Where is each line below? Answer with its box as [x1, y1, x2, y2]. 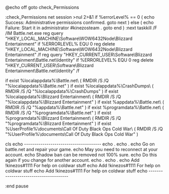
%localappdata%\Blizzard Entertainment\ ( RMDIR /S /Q [5, 93, 121, 100]
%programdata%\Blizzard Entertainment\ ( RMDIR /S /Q [5, 115, 121, 121]
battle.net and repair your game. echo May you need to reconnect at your [5, 147, 158, 152]
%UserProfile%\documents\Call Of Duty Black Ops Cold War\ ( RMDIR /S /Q [5, 126, 163, 132]
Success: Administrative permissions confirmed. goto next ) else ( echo [5, 20, 154, 25]
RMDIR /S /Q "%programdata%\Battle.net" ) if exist [5, 110, 111, 116]
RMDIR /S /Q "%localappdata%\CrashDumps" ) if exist [5, 88, 119, 94]
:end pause [5, 183, 29, 189]
